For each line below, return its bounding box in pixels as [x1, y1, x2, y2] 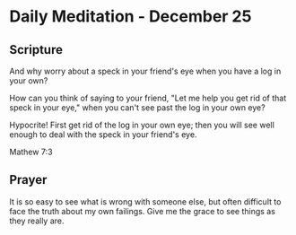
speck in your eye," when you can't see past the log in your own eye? [9, 102, 266, 113]
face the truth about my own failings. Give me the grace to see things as [9, 205, 276, 216]
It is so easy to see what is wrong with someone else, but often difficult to [9, 196, 282, 207]
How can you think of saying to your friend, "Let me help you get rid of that [9, 92, 287, 103]
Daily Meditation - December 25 [9, 6, 252, 27]
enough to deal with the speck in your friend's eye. [9, 129, 197, 140]
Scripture [9, 42, 63, 57]
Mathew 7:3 [9, 146, 53, 157]
